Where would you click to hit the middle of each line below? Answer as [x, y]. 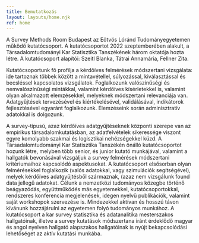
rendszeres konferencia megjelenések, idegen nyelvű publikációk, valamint [98, 196]
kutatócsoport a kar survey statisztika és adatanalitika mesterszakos [90, 214]
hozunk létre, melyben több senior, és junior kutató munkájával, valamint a [97, 151]
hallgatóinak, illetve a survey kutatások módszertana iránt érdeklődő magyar [99, 221]
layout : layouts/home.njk [38, 17]
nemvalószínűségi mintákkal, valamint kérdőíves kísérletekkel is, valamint [96, 89]
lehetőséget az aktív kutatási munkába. [54, 233]
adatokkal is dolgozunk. [35, 114]
